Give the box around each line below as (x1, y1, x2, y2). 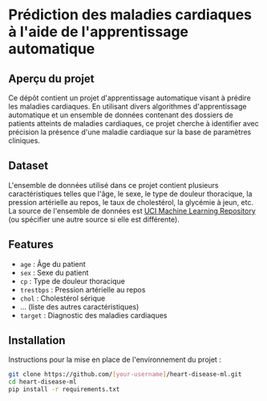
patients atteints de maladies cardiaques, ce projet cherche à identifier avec (8, 119, 259, 128)
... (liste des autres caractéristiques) (19, 301, 140, 311)
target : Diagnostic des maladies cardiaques (19, 310, 168, 320)
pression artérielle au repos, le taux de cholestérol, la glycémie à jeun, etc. (8, 197, 254, 207)
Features (8, 238, 54, 252)
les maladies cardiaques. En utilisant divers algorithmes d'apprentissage (8, 102, 247, 111)
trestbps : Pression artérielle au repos (19, 284, 146, 294)
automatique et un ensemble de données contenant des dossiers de (8, 110, 234, 120)
